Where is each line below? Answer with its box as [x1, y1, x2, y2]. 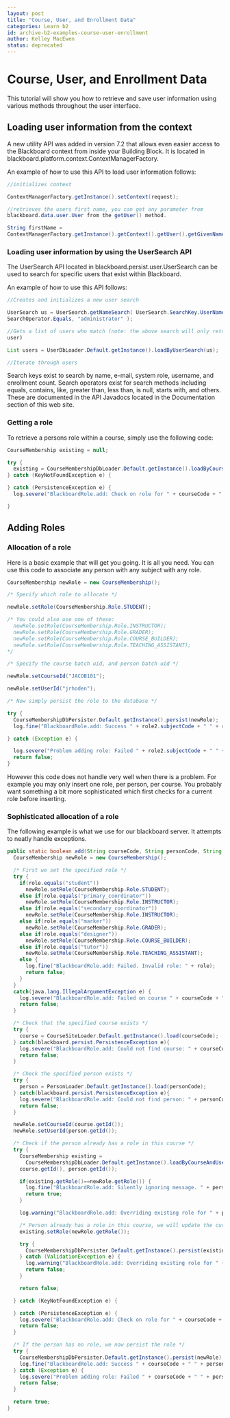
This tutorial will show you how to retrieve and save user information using [7, 94, 217, 102]
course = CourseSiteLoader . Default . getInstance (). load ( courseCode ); [19, 1032, 219, 1039]
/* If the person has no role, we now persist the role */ [13, 1341, 186, 1349]
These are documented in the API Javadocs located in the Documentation [7, 393, 216, 402]
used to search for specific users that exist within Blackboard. [7, 270, 181, 278]
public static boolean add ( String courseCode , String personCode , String [7, 848, 222, 855]
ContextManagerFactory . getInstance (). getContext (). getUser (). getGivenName [7, 231, 225, 238]
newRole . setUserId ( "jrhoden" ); [7, 685, 97, 693]
